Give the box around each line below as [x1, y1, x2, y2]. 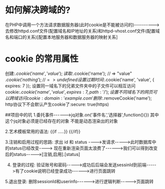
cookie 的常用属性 [5, 53, 79, 65]
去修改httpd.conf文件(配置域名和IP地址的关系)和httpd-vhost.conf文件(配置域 [5, 28, 160, 34]
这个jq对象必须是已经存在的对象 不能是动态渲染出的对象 [5, 118, 118, 124]
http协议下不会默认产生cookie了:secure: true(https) [5, 101, 109, 107]
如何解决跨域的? [5, 4, 70, 16]
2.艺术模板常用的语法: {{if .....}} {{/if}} [5, 128, 81, 134]
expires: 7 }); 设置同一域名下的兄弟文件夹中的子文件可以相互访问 [5, 82, 136, 89]
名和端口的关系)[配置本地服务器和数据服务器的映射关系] [5, 34, 118, 40]
